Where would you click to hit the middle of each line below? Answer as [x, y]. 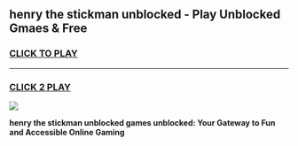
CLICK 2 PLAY [40, 87]
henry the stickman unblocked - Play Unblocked [145, 15]
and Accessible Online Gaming [67, 132]
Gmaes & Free [48, 29]
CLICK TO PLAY [43, 54]
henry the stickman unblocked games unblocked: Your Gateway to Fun [142, 122]
